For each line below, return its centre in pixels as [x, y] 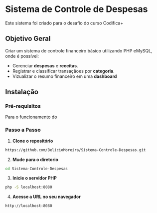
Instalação [22, 92]
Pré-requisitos [23, 106]
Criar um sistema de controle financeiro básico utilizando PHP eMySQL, [79, 50]
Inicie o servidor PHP [35, 178]
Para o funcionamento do [31, 117]
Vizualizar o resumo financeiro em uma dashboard [65, 76]
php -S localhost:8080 [29, 187]
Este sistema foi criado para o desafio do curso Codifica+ [64, 23]
